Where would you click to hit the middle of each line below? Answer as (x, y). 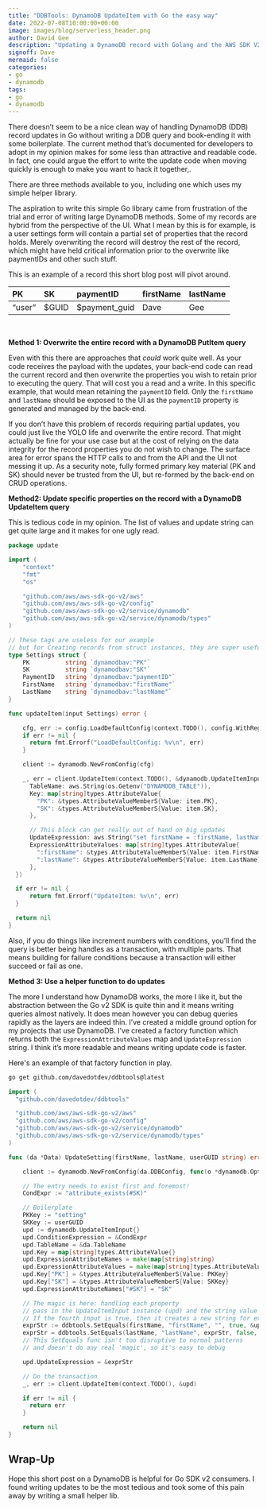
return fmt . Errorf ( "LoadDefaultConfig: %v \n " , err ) (116, 743)
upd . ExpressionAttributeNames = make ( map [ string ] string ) (119, 1260)
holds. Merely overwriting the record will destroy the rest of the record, (124, 242)
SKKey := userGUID (53, 1223)
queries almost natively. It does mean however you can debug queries (123, 1014)
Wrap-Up (32, 1460)
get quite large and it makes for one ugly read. (84, 531)
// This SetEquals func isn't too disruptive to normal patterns (133, 1340)
